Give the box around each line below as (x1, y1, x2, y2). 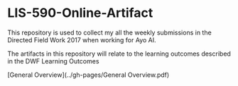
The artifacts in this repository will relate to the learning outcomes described (7, 49, 231, 58)
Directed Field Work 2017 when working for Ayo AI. (7, 35, 156, 44)
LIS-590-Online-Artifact (7, 5, 153, 21)
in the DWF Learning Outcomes (7, 56, 99, 65)
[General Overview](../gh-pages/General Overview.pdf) (7, 70, 170, 79)
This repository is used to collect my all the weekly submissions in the (7, 28, 212, 37)
